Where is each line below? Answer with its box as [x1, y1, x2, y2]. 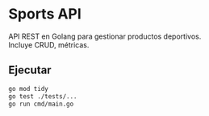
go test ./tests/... [8, 92, 78, 101]
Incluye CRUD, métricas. [8, 39, 90, 49]
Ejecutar [8, 64, 52, 77]
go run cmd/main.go [8, 100, 74, 108]
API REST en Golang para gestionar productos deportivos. [8, 31, 202, 41]
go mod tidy [8, 85, 48, 93]
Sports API [8, 5, 82, 23]
